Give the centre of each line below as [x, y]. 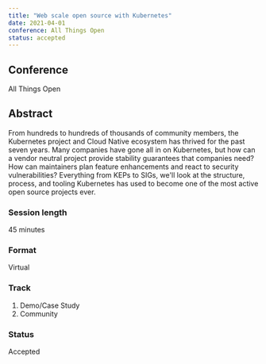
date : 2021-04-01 [37, 23]
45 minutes [27, 230]
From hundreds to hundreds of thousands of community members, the [123, 132]
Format [23, 251]
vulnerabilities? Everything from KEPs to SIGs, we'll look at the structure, [127, 174]
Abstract [31, 114]
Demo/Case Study [50, 305]
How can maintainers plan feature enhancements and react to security [123, 167]
